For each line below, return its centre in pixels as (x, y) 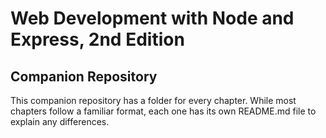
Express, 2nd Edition (97, 39)
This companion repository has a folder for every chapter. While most (153, 100)
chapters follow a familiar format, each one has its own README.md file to (163, 111)
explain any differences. (60, 121)
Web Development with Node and (152, 18)
